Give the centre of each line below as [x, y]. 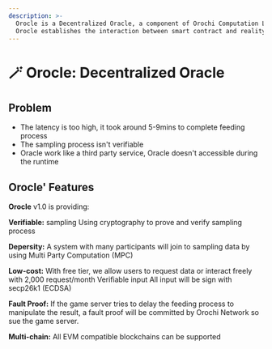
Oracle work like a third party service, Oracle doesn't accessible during [139, 153]
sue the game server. [44, 321]
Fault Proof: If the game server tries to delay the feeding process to [121, 304]
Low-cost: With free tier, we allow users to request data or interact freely [130, 271]
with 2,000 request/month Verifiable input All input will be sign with [120, 279]
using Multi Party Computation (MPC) [71, 255]
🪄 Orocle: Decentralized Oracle [117, 72]
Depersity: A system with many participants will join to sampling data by [129, 247]
